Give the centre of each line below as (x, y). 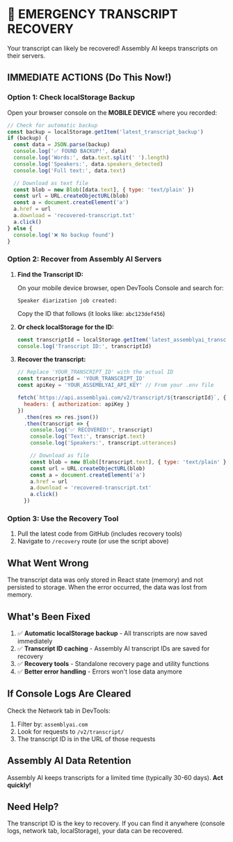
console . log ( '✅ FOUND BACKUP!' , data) (70, 151)
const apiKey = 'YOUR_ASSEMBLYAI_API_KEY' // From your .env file (115, 386)
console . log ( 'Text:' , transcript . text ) (88, 437)
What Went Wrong (48, 563)
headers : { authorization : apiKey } (77, 404)
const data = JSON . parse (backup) (62, 145)
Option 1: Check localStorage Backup (71, 97)
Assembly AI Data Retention (69, 761)
